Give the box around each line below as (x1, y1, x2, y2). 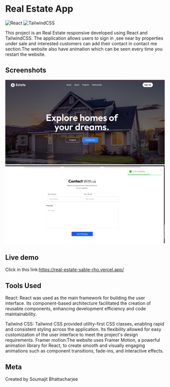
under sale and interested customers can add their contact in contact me (5, 40, 157, 46)
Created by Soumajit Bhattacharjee (5, 376, 78, 382)
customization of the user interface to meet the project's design (5, 332, 138, 338)
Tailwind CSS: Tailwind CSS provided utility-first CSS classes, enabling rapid (5, 321, 164, 327)
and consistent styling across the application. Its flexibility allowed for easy (5, 326, 162, 333)
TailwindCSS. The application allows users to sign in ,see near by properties (5, 35, 163, 41)
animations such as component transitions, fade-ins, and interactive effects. (5, 348, 164, 354)
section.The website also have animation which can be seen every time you (5, 46, 163, 52)
